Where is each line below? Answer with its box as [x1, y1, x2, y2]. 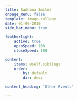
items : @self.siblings [14, 62, 61, 67]
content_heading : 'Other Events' [5, 84, 74, 89]
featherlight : [5, 34, 35, 39]
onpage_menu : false [5, 12, 45, 17]
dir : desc [23, 75, 43, 80]
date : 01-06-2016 [5, 21, 41, 26]
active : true [14, 39, 41, 44]
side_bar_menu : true [5, 26, 48, 31]
